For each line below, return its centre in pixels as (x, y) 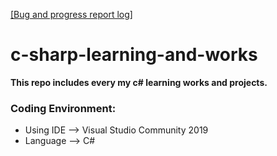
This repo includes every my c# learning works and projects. (139, 82)
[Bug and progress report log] (71, 14)
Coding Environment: (63, 108)
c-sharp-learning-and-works (134, 55)
